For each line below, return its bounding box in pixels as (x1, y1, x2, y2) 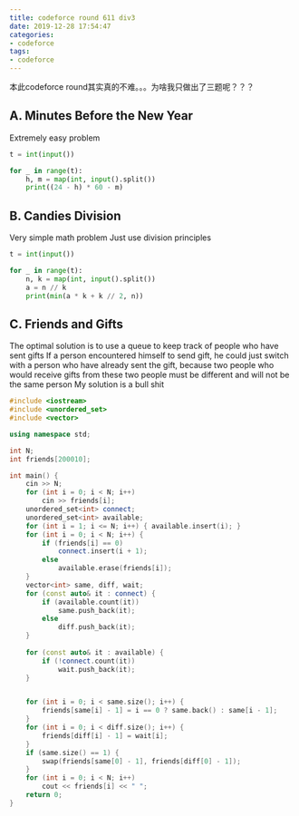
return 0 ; (25, 791, 63, 800)
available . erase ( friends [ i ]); (57, 564, 172, 573)
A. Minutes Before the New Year (9, 108, 193, 123)
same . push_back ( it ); (57, 606, 136, 615)
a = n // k (25, 283, 67, 292)
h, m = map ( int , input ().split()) (25, 174, 156, 184)
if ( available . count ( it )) (42, 597, 140, 607)
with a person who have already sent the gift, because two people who (9, 360, 275, 371)
